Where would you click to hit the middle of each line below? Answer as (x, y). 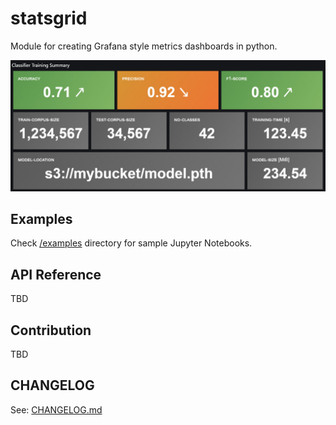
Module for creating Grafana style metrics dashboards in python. (144, 46)
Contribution (51, 330)
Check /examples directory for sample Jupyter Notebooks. (131, 243)
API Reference (56, 274)
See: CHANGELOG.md (56, 409)
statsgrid (49, 18)
